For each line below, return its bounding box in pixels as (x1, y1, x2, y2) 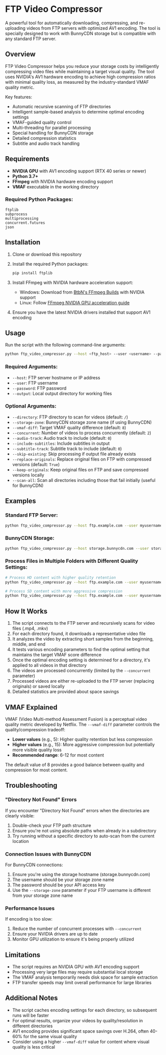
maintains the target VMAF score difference (12, 652, 102, 658)
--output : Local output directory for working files (12, 390, 112, 396)
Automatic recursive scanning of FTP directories (12, 103, 111, 110)
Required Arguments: (5, 363, 58, 370)
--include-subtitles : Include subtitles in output (12, 440, 110, 446)
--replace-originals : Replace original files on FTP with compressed (12, 456, 152, 462)
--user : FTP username (12, 380, 58, 386)
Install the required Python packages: (12, 261, 89, 267)
